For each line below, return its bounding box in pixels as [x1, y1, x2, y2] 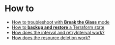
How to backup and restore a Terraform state [11, 24, 105, 30]
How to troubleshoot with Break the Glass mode [11, 19, 110, 25]
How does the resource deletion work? [11, 35, 90, 41]
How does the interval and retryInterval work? [11, 29, 105, 35]
